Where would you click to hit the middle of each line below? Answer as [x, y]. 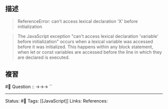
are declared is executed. [43, 57]
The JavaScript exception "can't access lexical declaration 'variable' [88, 36]
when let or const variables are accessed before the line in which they [90, 52]
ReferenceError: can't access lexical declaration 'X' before [77, 21]
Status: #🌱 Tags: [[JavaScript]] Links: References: [56, 101]
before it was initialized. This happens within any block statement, [85, 47]
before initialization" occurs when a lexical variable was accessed [85, 41]
